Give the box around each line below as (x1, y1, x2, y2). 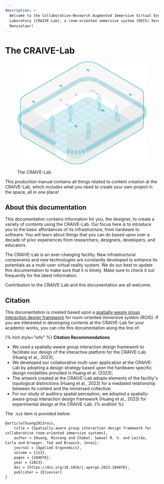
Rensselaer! (9, 24, 34, 28)
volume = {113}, (14, 450, 47, 456)
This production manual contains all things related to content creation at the (5, 178, 158, 184)
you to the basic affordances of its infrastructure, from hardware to (5, 227, 140, 232)
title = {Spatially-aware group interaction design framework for (14, 426, 152, 431)
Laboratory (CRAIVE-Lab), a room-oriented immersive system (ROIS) (9, 18, 150, 23)
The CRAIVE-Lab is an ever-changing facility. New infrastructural (5, 252, 136, 257)
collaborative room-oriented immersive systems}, (5, 431, 108, 436)
